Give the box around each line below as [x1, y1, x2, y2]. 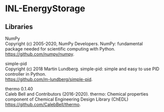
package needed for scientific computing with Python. [5, 46, 116, 52]
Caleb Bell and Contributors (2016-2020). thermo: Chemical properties [5, 91, 149, 97]
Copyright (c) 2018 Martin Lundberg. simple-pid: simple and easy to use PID [5, 66, 160, 72]
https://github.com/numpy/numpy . [5, 51, 75, 57]
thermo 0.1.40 [5, 86, 33, 91]
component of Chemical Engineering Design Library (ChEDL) [5, 96, 129, 102]
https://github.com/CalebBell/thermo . [5, 102, 81, 107]
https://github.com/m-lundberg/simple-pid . [5, 77, 93, 82]
